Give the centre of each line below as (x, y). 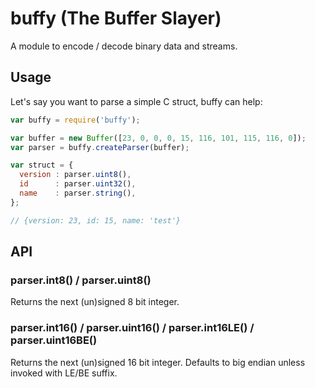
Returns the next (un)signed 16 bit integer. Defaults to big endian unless (158, 362)
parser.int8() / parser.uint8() (81, 280)
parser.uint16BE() (54, 340)
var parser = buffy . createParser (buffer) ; (100, 147)
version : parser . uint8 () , (75, 175)
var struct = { (42, 165)
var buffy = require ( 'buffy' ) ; (75, 120)
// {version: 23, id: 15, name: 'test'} (96, 220)
